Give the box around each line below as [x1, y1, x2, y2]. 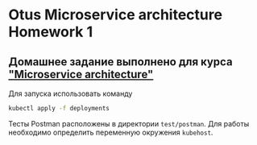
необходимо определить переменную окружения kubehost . [8, 127, 213, 137]
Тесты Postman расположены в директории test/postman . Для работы [8, 118, 250, 128]
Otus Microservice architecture [8, 6, 223, 24]
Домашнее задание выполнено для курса [8, 55, 233, 68]
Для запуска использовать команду [8, 89, 133, 98]
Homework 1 [8, 23, 93, 41]
